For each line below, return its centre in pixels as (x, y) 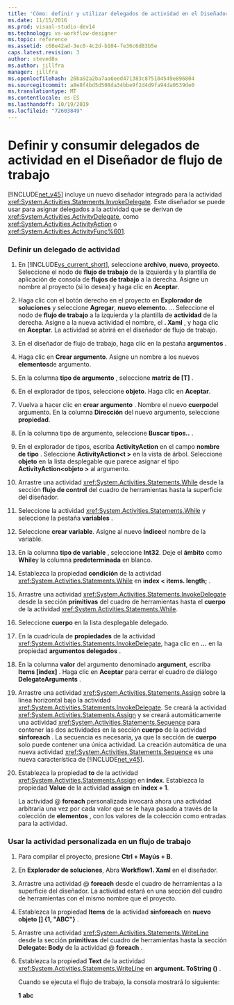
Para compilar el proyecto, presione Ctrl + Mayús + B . (95, 857)
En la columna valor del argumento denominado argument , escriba (114, 664)
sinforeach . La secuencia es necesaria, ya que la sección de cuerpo (117, 737)
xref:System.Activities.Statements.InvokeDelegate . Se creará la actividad (122, 707)
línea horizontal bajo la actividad (64, 700)
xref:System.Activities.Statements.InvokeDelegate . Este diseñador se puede (116, 201)
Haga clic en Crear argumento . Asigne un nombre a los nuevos (109, 357)
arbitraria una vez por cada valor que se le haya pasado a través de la (118, 808)
